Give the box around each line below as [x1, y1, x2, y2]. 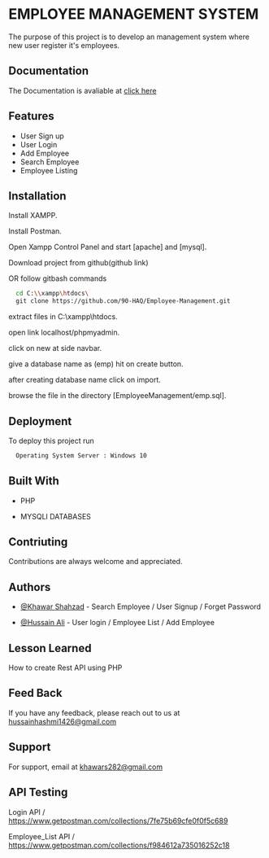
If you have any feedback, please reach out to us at [8, 707, 180, 717]
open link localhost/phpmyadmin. [8, 327, 120, 338]
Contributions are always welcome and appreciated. [8, 557, 183, 567]
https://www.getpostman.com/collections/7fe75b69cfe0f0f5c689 [8, 816, 228, 825]
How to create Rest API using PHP [8, 663, 123, 672]
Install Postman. [8, 226, 63, 236]
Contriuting [8, 535, 68, 549]
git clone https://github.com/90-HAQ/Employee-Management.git [15, 297, 231, 305]
